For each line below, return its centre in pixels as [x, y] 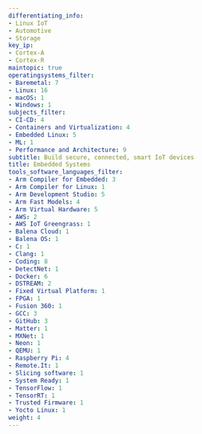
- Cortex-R [26, 61]
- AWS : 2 [23, 217]
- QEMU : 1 [25, 351]
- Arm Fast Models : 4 [44, 202]
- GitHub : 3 [28, 321]
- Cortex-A [26, 53]
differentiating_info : [46, 16]
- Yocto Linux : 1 [37, 410]
